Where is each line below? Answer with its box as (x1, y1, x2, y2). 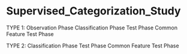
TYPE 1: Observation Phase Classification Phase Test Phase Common (6, 24, 178, 31)
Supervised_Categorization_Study (6, 4, 181, 18)
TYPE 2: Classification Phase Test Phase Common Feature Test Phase (6, 42, 179, 49)
